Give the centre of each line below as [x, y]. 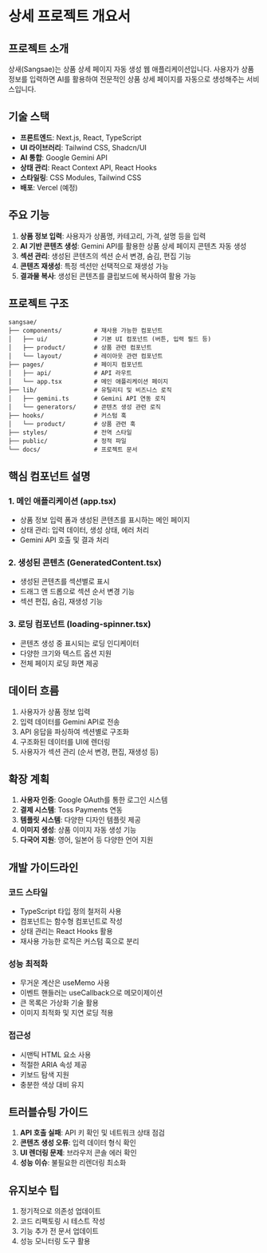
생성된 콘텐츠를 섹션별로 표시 [65, 581]
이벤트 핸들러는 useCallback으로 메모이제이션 [91, 993]
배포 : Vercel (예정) [49, 187]
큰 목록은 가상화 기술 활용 [59, 1003]
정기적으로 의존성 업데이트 [61, 1211]
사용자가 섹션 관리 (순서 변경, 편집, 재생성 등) [89, 752]
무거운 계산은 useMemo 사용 [65, 983]
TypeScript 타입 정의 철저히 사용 [71, 912]
